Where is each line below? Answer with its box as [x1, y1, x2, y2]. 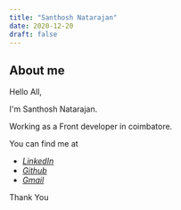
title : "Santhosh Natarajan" [9, 13, 118, 22]
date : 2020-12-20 [9, 21, 74, 30]
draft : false [9, 29, 58, 38]
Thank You [9, 192, 49, 203]
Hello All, [9, 87, 43, 97]
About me [9, 63, 65, 78]
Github [21, 165, 47, 176]
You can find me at [9, 139, 78, 149]
